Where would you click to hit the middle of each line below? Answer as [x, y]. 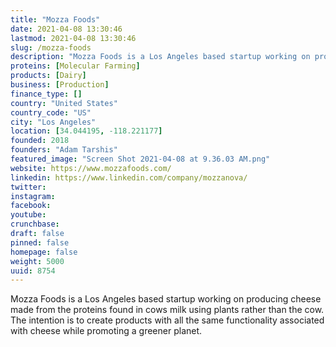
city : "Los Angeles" [53, 122]
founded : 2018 [40, 141]
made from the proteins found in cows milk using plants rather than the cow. [167, 310]
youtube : [28, 215]
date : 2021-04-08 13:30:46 [66, 29]
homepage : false [44, 252]
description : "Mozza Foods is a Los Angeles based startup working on [160, 57]
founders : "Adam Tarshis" [64, 150]
